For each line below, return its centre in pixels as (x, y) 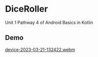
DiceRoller (26, 9)
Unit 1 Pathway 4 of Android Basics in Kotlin (49, 22)
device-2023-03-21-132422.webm (40, 49)
